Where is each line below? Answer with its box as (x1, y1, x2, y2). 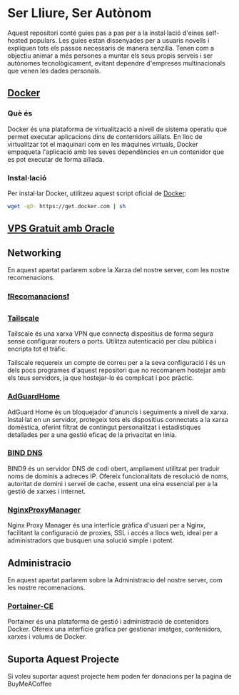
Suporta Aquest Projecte (7, 653, 120, 665)
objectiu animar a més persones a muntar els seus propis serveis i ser (7, 51, 213, 60)
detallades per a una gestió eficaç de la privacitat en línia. (7, 430, 177, 439)
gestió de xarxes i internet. (7, 487, 86, 495)
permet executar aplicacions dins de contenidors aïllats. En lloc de (7, 132, 203, 140)
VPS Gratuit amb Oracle (7, 222, 116, 235)
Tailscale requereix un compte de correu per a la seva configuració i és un (7, 359, 226, 367)
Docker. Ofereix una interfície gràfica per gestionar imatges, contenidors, (7, 625, 223, 634)
